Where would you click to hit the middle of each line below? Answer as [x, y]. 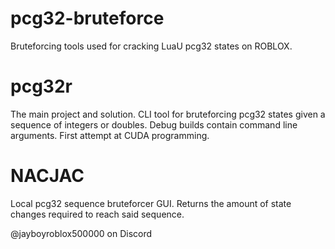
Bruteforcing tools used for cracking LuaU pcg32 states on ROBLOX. [151, 46]
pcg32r [41, 86]
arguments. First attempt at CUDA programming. [110, 135]
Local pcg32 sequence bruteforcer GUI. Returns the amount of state [151, 203]
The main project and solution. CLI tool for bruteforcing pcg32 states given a [168, 114]
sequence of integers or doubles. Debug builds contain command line [154, 124]
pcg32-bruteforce [87, 18]
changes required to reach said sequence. [97, 214]
